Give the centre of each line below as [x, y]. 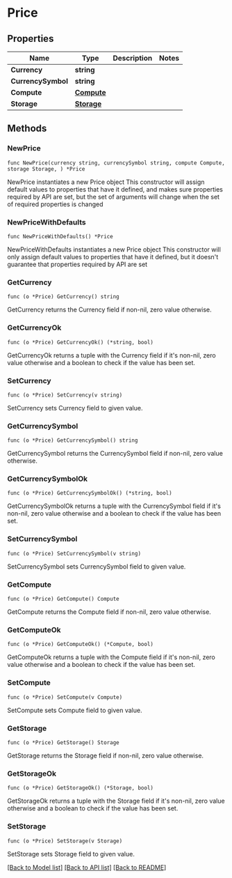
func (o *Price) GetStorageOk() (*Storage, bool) [81, 788]
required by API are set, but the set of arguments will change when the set [114, 197]
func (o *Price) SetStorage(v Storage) [65, 841]
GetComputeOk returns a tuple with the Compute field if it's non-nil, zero [111, 657]
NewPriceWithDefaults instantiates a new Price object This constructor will [114, 249]
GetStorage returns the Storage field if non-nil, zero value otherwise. [105, 755]
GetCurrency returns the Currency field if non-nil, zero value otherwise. [109, 310]
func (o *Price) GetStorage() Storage [63, 742]
